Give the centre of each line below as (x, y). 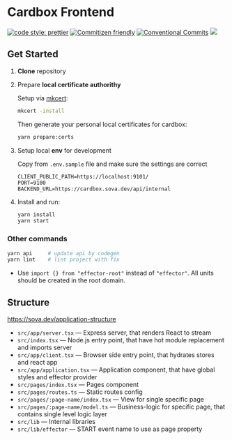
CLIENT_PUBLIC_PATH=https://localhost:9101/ (83, 176)
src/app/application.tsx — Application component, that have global (116, 370)
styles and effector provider (57, 377)
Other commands (37, 239)
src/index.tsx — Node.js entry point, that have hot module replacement (121, 340)
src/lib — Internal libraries (56, 422)
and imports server (45, 348)
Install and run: (39, 202)
